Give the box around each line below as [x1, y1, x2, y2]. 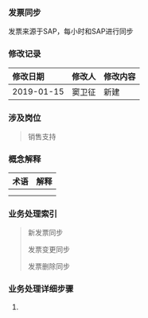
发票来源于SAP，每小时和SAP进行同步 [8, 26, 134, 37]
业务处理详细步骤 [8, 284, 74, 295]
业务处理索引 [8, 208, 58, 219]
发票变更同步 [27, 245, 70, 254]
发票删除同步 [27, 262, 70, 271]
